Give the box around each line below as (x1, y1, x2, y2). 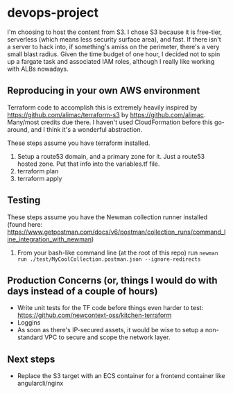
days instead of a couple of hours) (7, 285, 158, 297)
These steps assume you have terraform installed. (7, 139, 150, 147)
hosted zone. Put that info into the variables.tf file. (17, 160, 160, 168)
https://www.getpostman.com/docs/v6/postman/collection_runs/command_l (7, 228, 226, 236)
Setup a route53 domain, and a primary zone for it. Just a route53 (17, 152, 205, 160)
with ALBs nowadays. (7, 65, 69, 73)
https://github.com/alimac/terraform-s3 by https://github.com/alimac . (7, 110, 206, 119)
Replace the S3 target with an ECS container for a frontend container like (17, 372, 225, 380)
